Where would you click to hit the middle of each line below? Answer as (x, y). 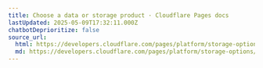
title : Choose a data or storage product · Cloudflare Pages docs (119, 15)
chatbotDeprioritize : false (54, 30)
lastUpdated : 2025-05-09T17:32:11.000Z (73, 23)
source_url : (27, 37)
